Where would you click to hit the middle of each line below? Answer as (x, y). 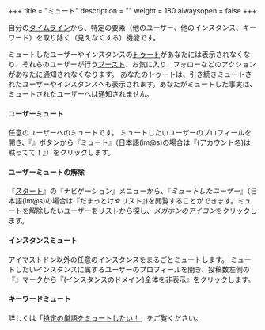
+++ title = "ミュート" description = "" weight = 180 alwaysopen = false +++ (132, 11)
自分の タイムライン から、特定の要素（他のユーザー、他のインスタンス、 (126, 28)
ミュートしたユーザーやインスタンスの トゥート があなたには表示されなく (126, 54)
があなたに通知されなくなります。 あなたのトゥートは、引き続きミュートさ (130, 74)
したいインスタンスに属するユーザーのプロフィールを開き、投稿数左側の (132, 269)
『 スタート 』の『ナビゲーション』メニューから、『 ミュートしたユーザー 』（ (129, 191)
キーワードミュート (40, 299)
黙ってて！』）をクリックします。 (61, 153)
